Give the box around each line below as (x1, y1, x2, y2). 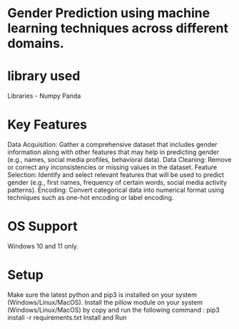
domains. (7, 36, 64, 51)
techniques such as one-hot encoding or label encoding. (7, 193, 174, 202)
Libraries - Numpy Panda (7, 91, 81, 101)
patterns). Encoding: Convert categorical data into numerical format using (7, 186, 225, 194)
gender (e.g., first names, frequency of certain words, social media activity (7, 178, 227, 187)
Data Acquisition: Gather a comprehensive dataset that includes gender (7, 141, 218, 149)
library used (7, 68, 81, 84)
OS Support (7, 218, 78, 235)
